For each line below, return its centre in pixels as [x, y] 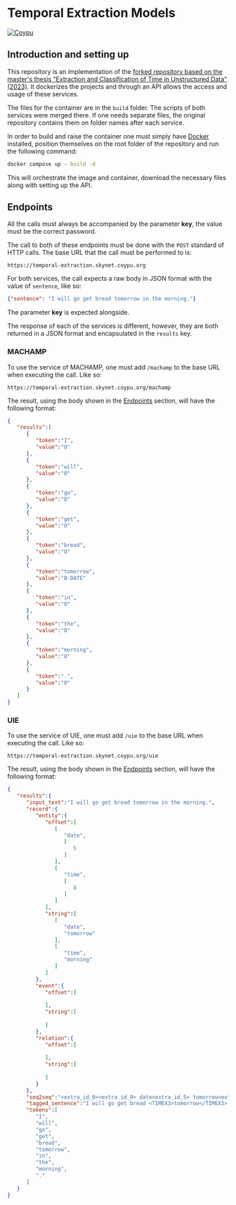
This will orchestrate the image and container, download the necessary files [117, 177]
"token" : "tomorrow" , [66, 572]
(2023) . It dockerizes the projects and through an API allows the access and [117, 87]
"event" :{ [50, 986]
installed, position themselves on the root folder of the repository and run [113, 144]
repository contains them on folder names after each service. [96, 122]
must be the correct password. [52, 232]
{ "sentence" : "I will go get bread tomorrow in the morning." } [102, 299]
